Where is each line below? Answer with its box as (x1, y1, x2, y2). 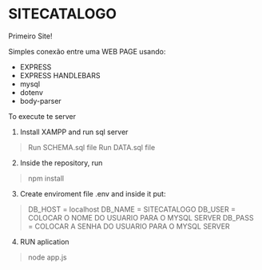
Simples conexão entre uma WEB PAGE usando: (8, 46, 166, 56)
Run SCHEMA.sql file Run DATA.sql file (27, 142, 156, 152)
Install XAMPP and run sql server (19, 127, 129, 137)
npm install (27, 173, 65, 183)
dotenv (19, 87, 44, 97)
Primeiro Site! (8, 31, 53, 41)
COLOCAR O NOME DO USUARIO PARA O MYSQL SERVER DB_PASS (27, 212, 254, 222)
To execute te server (8, 111, 77, 121)
